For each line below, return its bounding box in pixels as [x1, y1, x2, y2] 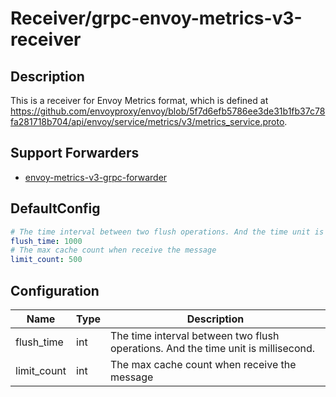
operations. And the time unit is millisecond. [110, 341, 316, 355]
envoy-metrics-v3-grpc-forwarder [24, 171, 168, 183]
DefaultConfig [10, 200, 101, 217]
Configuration [10, 282, 100, 299]
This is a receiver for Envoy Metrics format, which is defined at [10, 95, 269, 106]
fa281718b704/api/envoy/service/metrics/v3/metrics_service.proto [10, 116, 285, 127]
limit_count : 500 [10, 255, 83, 265]
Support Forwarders [10, 145, 140, 162]
